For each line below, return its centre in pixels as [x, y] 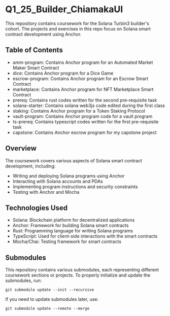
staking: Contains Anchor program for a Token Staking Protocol [79, 111]
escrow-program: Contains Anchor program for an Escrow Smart [80, 78]
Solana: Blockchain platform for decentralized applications [74, 220]
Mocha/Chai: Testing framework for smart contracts [67, 241]
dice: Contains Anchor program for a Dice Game [63, 73]
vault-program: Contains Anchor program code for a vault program [82, 116]
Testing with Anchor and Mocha [46, 192]
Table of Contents [34, 50]
